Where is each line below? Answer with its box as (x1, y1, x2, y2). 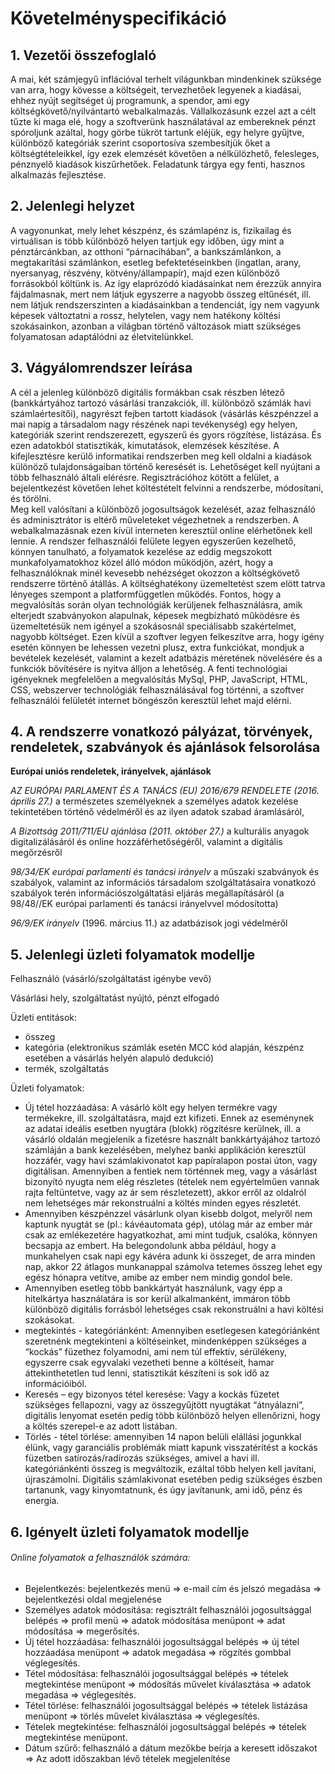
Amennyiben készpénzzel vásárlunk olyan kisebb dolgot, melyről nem (24, 1208, 313, 1220)
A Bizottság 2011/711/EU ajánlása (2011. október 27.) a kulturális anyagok (10, 825, 310, 837)
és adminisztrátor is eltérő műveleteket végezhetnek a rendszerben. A (10, 513, 300, 526)
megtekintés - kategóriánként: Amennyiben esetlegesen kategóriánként (24, 1325, 320, 1337)
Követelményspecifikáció (10, 7, 227, 30)
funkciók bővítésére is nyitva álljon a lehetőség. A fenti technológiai (10, 662, 288, 674)
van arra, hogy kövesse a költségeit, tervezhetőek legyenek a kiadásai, (10, 84, 302, 96)
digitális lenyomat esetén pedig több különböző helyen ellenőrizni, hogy (24, 1410, 321, 1422)
